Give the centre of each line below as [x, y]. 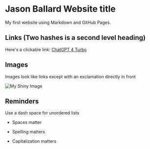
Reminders [22, 101]
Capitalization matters [34, 141]
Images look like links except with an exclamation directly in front [70, 76]
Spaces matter [27, 122]
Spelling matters [29, 132]
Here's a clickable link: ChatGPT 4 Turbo [46, 49]
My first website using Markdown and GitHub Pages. [58, 22]
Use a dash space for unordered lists [42, 113]
